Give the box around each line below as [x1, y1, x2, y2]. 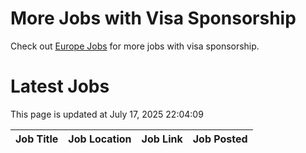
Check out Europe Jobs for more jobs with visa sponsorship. [10, 40, 260, 52]
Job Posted [192, 132, 248, 146]
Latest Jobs [10, 75, 110, 98]
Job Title [15, 132, 59, 146]
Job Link [141, 132, 183, 146]
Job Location [68, 132, 132, 146]
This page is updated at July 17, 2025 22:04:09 [10, 108, 204, 120]
